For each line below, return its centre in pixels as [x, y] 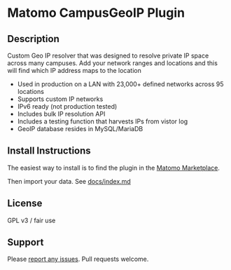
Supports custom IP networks [60, 99]
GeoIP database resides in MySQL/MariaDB [80, 129]
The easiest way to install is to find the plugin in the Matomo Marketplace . [114, 168]
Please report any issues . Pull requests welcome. [78, 259]
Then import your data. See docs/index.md [69, 181]
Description [33, 39]
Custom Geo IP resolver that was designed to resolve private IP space [108, 55]
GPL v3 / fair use [31, 220]
